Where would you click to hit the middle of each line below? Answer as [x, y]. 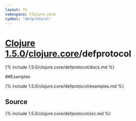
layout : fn [16, 10]
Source [16, 102]
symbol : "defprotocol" [28, 19]
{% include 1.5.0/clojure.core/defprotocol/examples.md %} [65, 86]
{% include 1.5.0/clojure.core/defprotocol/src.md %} [58, 114]
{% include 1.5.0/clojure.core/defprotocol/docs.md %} [60, 67]
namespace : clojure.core [30, 14]
